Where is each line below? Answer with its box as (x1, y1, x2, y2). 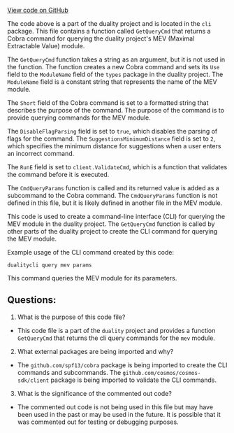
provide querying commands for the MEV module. (7, 113, 152, 122)
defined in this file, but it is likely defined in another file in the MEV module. (7, 199, 223, 207)
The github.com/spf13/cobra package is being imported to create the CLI (17, 360, 228, 369)
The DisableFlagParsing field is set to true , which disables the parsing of (7, 127, 218, 135)
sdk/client (17, 377, 50, 384)
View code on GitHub (7, 6, 68, 14)
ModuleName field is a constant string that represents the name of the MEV (7, 78, 218, 86)
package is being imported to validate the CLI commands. (50, 376, 217, 384)
